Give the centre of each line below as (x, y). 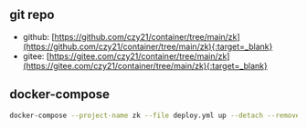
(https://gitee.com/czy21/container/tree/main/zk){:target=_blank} (145, 65)
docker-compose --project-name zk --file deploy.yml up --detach (136, 115)
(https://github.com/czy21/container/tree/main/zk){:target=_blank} (148, 46)
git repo (32, 15)
